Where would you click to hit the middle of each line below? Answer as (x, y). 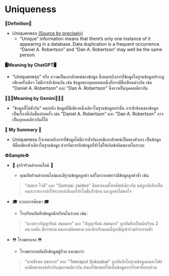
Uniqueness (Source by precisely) (48, 33)
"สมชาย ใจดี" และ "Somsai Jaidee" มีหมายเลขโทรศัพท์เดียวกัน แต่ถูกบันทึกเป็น (94, 185)
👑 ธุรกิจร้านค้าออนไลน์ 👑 (33, 165)
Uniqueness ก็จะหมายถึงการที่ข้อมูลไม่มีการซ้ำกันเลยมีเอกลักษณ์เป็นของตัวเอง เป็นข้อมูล (87, 139)
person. (28, 55)
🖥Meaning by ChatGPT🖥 (31, 65)
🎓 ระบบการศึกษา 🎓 (31, 201)
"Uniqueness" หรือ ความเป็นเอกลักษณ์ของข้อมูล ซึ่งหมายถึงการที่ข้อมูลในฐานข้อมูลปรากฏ (88, 77)
